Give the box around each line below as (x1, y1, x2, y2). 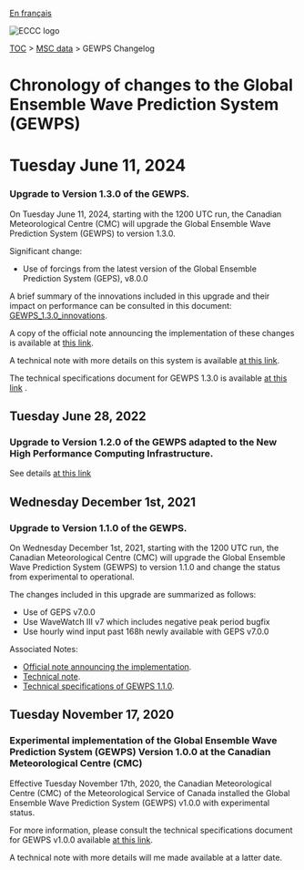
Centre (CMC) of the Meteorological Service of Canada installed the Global (9, 787, 290, 798)
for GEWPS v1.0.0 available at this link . (9, 834, 153, 845)
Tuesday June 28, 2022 (9, 409, 147, 425)
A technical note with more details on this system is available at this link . (9, 354, 280, 365)
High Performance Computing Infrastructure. (9, 446, 214, 459)
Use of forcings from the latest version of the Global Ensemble (22, 263, 258, 274)
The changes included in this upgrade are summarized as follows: (9, 589, 257, 600)
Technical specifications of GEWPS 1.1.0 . (22, 681, 175, 691)
